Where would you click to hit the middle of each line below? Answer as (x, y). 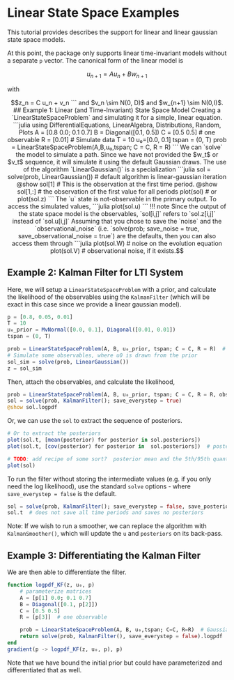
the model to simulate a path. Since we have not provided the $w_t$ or (117, 154)
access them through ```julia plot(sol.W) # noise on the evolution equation (117, 243)
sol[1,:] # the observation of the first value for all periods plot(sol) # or (117, 191)
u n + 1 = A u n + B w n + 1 (117, 75)
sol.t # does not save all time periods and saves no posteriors (106, 513)
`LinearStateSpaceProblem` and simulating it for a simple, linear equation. (117, 117)
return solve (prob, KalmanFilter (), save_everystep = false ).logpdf (121, 636)
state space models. (36, 39)
